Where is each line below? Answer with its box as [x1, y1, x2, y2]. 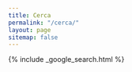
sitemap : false [8, 33, 58, 41]
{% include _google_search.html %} [8, 55, 125, 64]
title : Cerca [8, 11, 51, 20]
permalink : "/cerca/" [8, 19, 80, 27]
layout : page [8, 26, 51, 34]
